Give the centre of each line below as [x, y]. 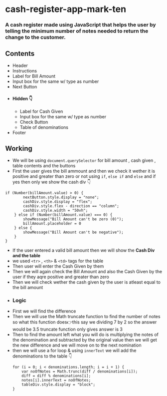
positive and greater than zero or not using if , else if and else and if [84, 176]
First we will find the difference [44, 311]
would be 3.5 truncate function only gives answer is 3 [68, 329]
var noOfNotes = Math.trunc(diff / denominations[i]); [80, 372]
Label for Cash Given [41, 111]
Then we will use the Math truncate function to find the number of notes [86, 317]
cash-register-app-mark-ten [66, 9]
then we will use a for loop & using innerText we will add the [74, 351]
